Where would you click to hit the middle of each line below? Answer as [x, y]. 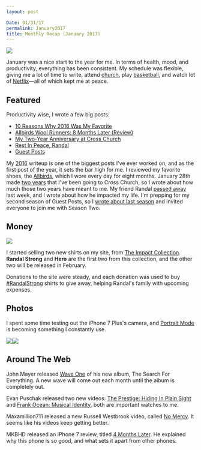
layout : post [22, 12]
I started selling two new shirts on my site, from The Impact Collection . [94, 252]
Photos [20, 309]
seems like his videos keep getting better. [58, 422]
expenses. [19, 289]
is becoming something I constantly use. [56, 329]
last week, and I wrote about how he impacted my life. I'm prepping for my [98, 195]
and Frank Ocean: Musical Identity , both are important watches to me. [92, 404]
